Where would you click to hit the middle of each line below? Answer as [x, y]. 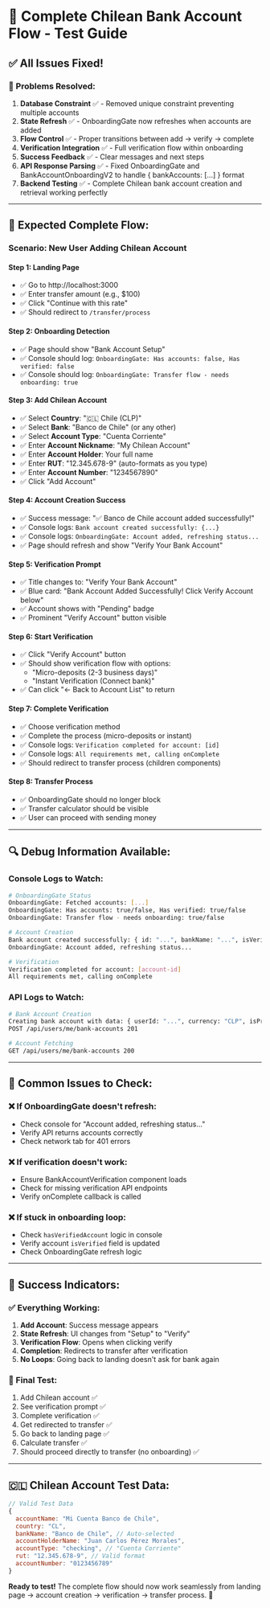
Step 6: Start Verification [51, 636]
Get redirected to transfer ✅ [66, 1425]
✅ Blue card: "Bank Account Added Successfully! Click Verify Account [137, 591]
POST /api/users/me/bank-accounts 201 [73, 1029]
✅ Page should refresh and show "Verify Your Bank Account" [121, 545]
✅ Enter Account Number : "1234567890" [89, 472]
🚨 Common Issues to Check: [80, 1083]
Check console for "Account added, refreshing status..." [112, 1124]
